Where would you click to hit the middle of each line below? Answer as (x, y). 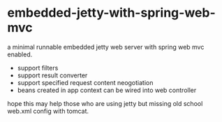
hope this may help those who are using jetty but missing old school (105, 103)
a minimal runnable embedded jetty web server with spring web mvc (106, 47)
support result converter (52, 75)
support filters (38, 68)
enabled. (20, 54)
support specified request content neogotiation (85, 82)
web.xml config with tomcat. (48, 111)
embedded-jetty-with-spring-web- (111, 13)
